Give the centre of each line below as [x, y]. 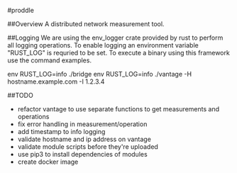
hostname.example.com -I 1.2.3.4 [56, 82]
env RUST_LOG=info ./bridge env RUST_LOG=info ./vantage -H [100, 74]
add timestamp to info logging [61, 132]
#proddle [21, 10]
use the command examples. [50, 60]
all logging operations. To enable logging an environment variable [103, 45]
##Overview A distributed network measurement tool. [86, 24]
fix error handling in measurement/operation [82, 124]
